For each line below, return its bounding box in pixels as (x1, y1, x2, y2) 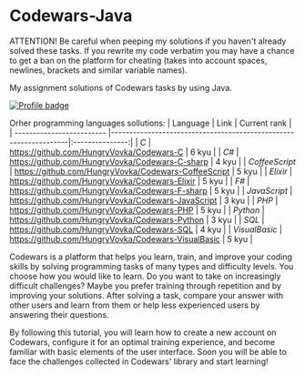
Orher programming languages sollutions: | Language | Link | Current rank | (9, 117, 292, 128)
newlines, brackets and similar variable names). (9, 65, 188, 76)
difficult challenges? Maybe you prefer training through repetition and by (9, 279, 282, 291)
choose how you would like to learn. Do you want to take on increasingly (9, 270, 281, 281)
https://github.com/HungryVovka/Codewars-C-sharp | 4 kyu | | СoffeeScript (9, 156, 296, 167)
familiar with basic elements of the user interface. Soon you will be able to (9, 346, 287, 357)
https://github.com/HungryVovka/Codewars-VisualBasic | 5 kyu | (9, 233, 253, 244)
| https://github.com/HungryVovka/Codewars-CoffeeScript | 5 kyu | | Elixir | (9, 166, 293, 177)
